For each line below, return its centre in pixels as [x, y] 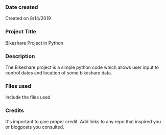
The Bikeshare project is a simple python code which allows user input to [82, 67]
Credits [15, 110]
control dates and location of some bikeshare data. [59, 72]
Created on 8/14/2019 [28, 18]
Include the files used [28, 97]
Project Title [21, 32]
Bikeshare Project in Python [34, 43]
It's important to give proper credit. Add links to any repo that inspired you [83, 122]
